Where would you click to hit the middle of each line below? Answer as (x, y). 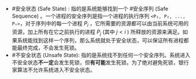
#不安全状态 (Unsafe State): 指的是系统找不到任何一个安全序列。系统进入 (101, 55)
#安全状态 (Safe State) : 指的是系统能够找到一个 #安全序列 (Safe (90, 9)
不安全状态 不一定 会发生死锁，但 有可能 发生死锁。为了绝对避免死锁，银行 (100, 62)
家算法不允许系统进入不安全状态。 (53, 70)
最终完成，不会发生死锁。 (48, 47)
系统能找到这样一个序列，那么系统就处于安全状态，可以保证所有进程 (100, 40)
